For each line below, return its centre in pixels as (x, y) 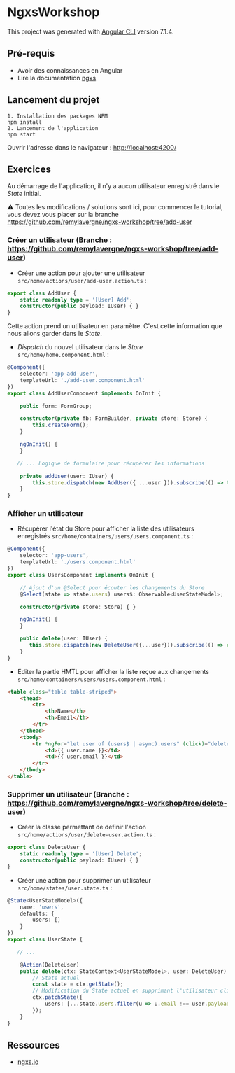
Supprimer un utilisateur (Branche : (68, 794)
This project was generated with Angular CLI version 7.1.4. (91, 31)
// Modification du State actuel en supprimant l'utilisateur (125, 991)
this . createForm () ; (61, 425)
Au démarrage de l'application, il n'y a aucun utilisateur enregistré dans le (113, 186)
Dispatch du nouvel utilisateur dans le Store (80, 347)
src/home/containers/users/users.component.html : (91, 679)
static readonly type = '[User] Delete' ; (81, 854)
